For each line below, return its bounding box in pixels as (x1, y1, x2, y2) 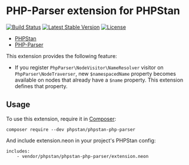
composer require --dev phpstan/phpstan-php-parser (6, 126, 135, 133)
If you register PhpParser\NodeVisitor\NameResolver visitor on (14, 63, 164, 71)
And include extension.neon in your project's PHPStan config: (6, 137, 156, 144)
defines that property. (14, 82, 68, 89)
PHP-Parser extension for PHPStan (6, 4, 181, 18)
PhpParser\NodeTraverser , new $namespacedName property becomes (14, 70, 177, 77)
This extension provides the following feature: (6, 52, 117, 59)
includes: (6, 148, 31, 154)
